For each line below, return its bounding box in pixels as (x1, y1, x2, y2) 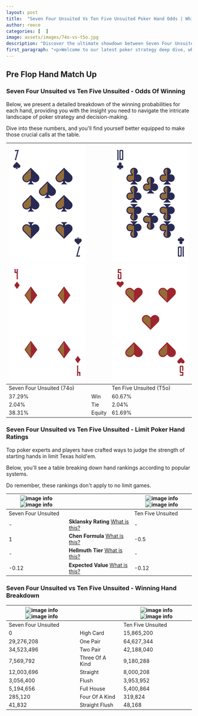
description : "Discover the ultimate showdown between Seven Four (6, 41, 173, 47)
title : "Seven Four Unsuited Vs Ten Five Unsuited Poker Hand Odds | (6, 15, 183, 22)
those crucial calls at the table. (6, 130, 81, 138)
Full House (79, 685, 105, 692)
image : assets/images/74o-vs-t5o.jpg (6, 34, 99, 41)
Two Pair (79, 646, 101, 653)
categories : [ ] (6, 28, 49, 34)
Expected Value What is (68, 561, 128, 568)
